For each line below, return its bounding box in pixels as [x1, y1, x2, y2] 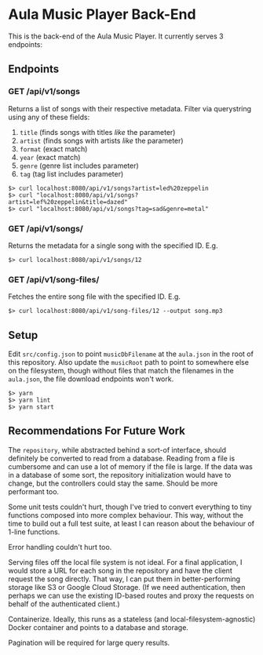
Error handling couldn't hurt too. [8, 542, 112, 551]
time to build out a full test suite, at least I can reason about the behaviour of [8, 519, 255, 528]
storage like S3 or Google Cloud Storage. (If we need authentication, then [8, 582, 246, 591]
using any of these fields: [8, 112, 90, 122]
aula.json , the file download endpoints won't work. [8, 374, 174, 384]
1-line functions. [8, 527, 60, 537]
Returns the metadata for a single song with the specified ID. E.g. [8, 241, 218, 250]
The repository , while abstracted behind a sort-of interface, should [8, 445, 226, 454]
